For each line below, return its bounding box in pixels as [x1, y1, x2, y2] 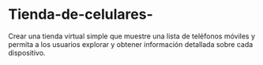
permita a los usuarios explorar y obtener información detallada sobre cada [8, 39, 254, 49]
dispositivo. [8, 48, 46, 57]
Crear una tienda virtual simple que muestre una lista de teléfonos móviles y [8, 31, 255, 41]
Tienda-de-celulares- [8, 5, 154, 23]
